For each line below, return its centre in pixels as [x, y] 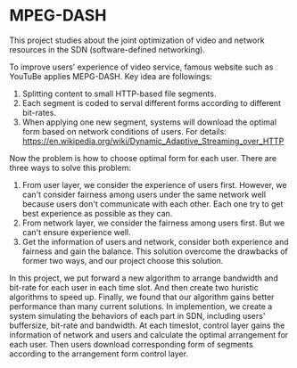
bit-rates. [39, 112]
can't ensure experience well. [76, 232]
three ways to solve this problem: [70, 168]
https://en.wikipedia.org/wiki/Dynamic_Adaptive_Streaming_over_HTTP [153, 141]
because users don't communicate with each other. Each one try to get [153, 204]
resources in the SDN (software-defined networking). [107, 49]
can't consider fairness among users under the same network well [144, 194]
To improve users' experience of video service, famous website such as [141, 67]
